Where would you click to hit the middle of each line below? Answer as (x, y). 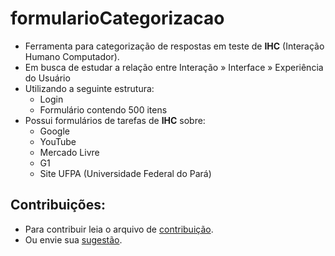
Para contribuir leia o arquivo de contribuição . (119, 229)
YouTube (58, 141)
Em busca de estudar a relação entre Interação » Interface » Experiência (174, 67)
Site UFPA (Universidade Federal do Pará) (125, 173)
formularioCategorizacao (117, 18)
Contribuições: (58, 205)
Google (54, 131)
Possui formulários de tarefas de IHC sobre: (115, 120)
